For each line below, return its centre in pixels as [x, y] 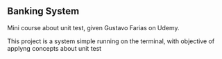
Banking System [43, 11]
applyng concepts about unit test [54, 48]
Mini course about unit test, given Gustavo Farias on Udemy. [93, 27]
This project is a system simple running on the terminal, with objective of [111, 41]
